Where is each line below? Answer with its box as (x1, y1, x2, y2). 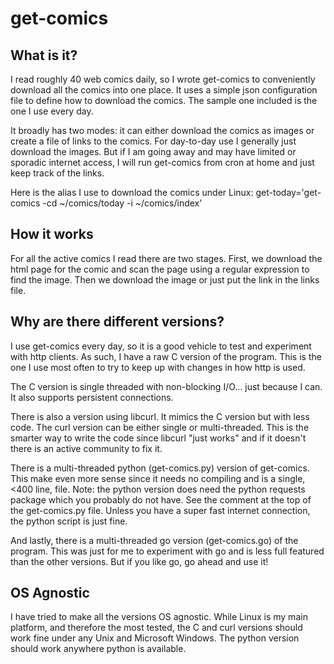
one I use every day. (10, 105, 94, 117)
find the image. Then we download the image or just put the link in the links (10, 273, 320, 286)
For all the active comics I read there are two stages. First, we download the (10, 252, 323, 264)
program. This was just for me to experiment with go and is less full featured (10, 545, 325, 557)
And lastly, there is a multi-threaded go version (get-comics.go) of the (10, 534, 299, 546)
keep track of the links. (10, 167, 105, 179)
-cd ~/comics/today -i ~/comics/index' (42, 197, 203, 209)
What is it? (10, 47, 78, 64)
